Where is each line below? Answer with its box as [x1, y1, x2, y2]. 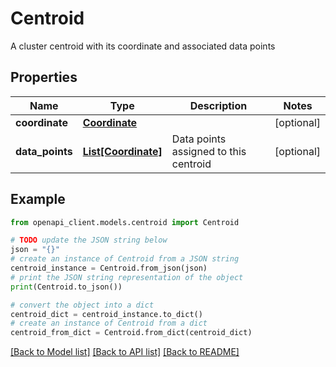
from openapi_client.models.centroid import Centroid [10, 217, 240, 227]
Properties [10, 69, 78, 86]
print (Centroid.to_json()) [10, 282, 123, 292]
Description [189, 98, 248, 112]
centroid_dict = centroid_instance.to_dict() [10, 309, 203, 319]
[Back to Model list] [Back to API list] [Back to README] [10, 346, 240, 358]
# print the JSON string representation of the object [10, 272, 244, 282]
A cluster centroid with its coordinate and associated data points [10, 40, 276, 52]
